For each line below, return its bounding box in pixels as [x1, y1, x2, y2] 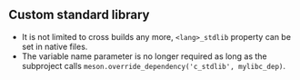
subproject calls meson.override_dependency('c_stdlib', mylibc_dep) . [21, 60, 286, 71]
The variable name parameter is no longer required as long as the [21, 50, 267, 62]
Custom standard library [8, 7, 150, 23]
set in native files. [21, 41, 88, 52]
